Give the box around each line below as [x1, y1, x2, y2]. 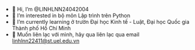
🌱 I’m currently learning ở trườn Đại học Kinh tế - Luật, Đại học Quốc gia [11, 18, 190, 25]
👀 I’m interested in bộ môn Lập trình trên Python [11, 12, 131, 19]
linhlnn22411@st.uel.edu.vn [11, 37, 80, 44]
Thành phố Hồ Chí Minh [11, 24, 71, 32]
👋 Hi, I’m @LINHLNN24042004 [11, 6, 89, 12]
